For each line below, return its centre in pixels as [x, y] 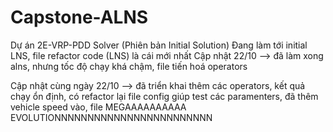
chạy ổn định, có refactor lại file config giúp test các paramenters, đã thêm [164, 96]
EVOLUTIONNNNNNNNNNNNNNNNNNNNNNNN [111, 117]
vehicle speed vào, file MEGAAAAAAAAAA [98, 107]
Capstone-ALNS [79, 17]
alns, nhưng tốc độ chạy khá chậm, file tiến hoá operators [129, 66]
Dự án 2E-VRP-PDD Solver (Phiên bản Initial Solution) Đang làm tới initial [159, 45]
